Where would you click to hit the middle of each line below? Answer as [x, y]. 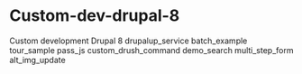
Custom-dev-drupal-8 [95, 16]
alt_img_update [37, 60]
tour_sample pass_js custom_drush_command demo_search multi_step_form [151, 50]
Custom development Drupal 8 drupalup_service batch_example [128, 41]
